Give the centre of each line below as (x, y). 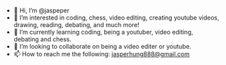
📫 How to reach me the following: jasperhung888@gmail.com (101, 54)
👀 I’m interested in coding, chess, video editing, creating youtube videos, (116, 18)
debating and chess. (42, 39)
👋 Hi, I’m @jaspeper (41, 10)
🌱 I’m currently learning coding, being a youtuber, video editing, (103, 32)
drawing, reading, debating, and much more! (76, 25)
